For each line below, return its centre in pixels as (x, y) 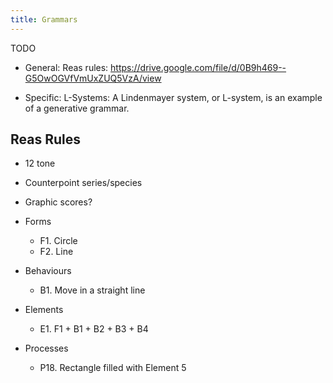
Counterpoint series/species (83, 183)
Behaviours (48, 271)
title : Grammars (44, 19)
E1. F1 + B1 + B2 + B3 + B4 (94, 329)
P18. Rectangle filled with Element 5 (113, 368)
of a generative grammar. (77, 108)
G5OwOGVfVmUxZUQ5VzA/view (93, 78)
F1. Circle (58, 241)
